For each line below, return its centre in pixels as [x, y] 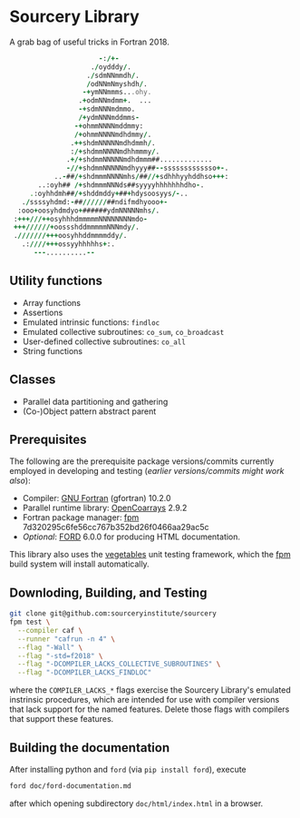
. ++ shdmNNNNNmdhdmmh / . [113, 143]
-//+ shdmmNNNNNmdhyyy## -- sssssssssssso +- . [148, 168]
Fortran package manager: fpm [81, 517]
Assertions [43, 312]
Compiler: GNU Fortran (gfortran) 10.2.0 [97, 498]
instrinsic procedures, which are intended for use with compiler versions [145, 700]
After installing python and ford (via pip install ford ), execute [128, 769]
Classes [33, 380]
